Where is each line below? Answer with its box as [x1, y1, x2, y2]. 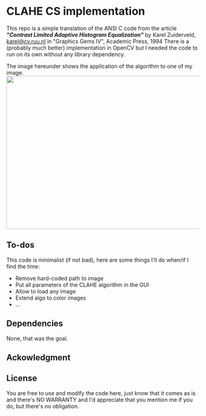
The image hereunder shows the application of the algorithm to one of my [6, 62, 193, 70]
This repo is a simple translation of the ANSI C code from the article [6, 25, 177, 32]
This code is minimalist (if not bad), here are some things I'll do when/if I [6, 256, 189, 263]
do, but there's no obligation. [6, 403, 80, 410]
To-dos [6, 240, 35, 251]
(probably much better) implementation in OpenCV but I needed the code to [6, 44, 198, 51]
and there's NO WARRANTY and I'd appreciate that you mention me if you [6, 396, 193, 403]
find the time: [6, 262, 40, 270]
